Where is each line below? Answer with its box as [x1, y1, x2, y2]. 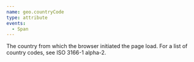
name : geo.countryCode [6, 9, 64, 15]
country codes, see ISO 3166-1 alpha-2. [6, 49, 106, 57]
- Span [12, 26, 29, 32]
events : [6, 20, 26, 26]
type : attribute [6, 15, 48, 21]
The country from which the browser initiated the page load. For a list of [6, 43, 188, 50]
